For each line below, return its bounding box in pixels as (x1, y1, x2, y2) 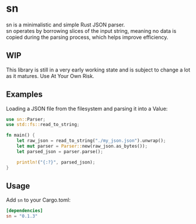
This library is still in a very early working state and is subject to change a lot (6, 66, 191, 73)
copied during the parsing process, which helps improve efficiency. (6, 33, 169, 40)
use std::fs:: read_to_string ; (6, 122, 80, 128)
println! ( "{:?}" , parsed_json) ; (16, 159, 95, 165)
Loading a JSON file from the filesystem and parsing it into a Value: (6, 105, 168, 112)
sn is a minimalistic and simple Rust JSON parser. (6, 21, 125, 28)
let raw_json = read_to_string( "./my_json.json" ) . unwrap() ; (16, 138, 166, 144)
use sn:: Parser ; (6, 116, 46, 122)
